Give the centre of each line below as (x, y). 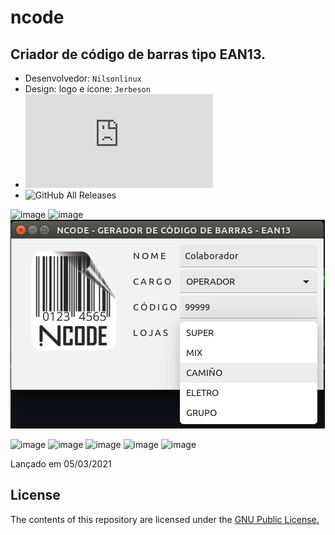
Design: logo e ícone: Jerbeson (87, 89)
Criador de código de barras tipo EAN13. (138, 54)
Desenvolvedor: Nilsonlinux (83, 78)
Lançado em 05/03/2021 (61, 464)
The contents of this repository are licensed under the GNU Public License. (165, 519)
